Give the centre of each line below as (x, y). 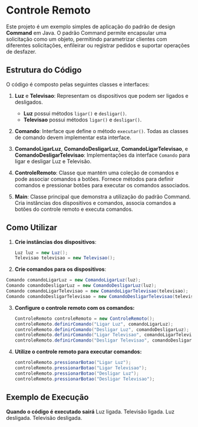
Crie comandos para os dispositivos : (60, 269)
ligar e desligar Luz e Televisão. (53, 161)
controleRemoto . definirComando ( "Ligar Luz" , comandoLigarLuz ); (94, 324)
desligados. (29, 102)
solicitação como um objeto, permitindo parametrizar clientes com (87, 39)
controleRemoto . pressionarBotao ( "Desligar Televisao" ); (85, 379)
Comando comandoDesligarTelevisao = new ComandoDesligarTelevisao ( (91, 296)
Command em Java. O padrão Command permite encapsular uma (86, 32)
